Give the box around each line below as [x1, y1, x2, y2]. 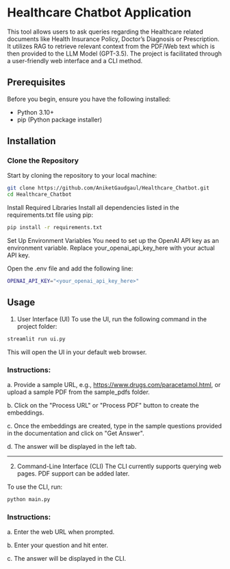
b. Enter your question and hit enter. [7, 541, 108, 550]
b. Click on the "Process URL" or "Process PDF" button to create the [7, 401, 200, 409]
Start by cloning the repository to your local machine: [7, 172, 157, 180]
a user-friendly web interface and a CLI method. [7, 56, 143, 65]
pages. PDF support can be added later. [16, 469, 130, 478]
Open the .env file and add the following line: [7, 264, 133, 272]
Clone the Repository [7, 156, 79, 165]
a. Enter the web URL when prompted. [7, 528, 115, 536]
